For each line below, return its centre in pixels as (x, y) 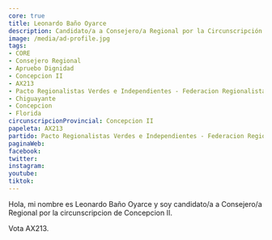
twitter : (23, 158)
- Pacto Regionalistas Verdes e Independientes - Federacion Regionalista (137, 91)
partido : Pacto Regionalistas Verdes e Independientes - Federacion (126, 136)
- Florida (25, 114)
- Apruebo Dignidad (41, 69)
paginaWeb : (27, 143)
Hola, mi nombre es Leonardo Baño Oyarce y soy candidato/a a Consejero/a (136, 204)
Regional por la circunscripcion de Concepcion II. (90, 213)
